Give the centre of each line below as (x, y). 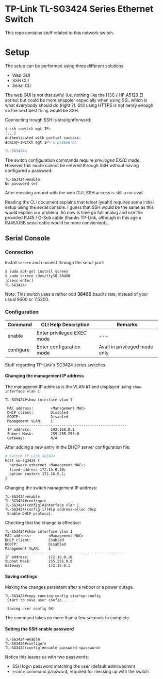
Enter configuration (59, 347)
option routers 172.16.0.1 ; (38, 474)
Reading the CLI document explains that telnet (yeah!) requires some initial (80, 202)
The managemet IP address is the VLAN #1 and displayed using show (73, 387)
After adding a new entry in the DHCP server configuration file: (68, 447)
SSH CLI (20, 80)
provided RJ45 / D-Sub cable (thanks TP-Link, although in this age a (73, 218)
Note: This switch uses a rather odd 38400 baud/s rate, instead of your (77, 294)
